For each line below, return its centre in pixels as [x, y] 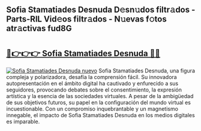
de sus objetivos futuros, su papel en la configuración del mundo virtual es [98, 102]
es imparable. [23, 121]
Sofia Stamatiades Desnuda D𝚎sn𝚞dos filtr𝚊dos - [101, 10]
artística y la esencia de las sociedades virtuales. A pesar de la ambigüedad [100, 96]
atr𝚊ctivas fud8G [39, 28]
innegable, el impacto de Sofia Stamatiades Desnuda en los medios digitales [100, 115]
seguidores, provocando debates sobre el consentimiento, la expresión [94, 90]
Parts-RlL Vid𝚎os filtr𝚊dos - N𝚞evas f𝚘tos [86, 19]
